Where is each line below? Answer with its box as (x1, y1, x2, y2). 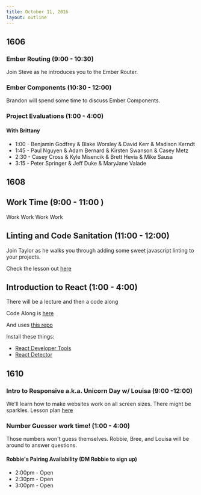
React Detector (14, 351, 53, 358)
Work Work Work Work (6, 213, 63, 220)
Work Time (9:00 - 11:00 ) (6, 197, 104, 208)
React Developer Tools (14, 345, 72, 352)
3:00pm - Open (14, 482, 54, 489)
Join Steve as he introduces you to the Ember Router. (6, 69, 138, 76)
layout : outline (6, 14, 47, 20)
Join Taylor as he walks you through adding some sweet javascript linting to (6, 247, 194, 254)
